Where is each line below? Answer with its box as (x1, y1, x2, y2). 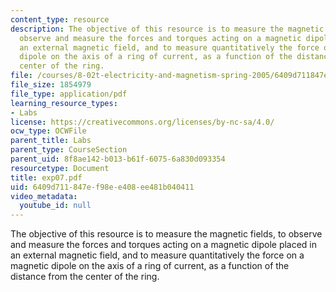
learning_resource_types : (10, 98, 118, 108)
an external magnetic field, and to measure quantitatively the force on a (10, 249, 305, 261)
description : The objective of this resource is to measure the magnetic (10, 24, 325, 34)
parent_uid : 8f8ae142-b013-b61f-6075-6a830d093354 (10, 154, 226, 164)
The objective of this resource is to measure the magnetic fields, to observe (10, 228, 323, 240)
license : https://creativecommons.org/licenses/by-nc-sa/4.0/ (10, 117, 275, 127)
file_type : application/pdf (10, 89, 128, 99)
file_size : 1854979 (10, 80, 92, 90)
